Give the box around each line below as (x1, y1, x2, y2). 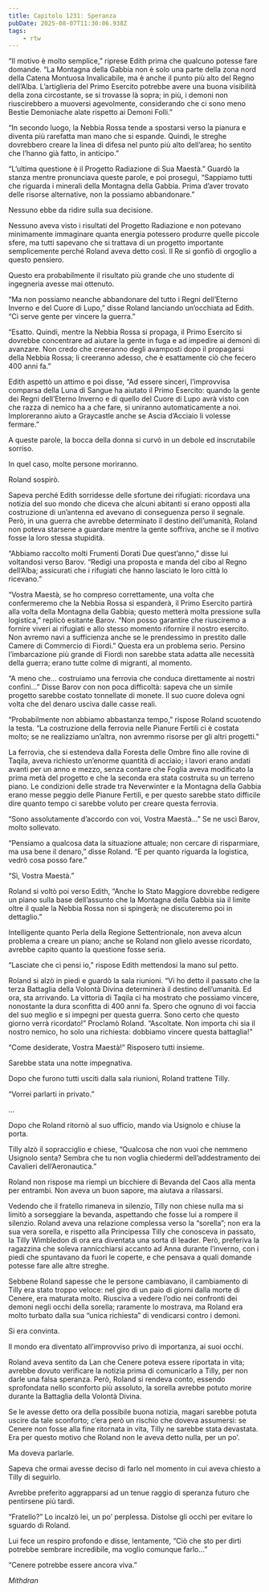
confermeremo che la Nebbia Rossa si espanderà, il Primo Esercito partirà (8, 598, 253, 608)
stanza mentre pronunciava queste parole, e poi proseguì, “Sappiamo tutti (8, 173, 253, 182)
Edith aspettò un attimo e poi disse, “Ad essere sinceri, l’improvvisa (8, 377, 230, 386)
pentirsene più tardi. (8, 1496, 75, 1506)
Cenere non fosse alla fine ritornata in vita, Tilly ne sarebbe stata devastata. (8, 1424, 259, 1434)
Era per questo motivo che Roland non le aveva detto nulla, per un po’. (8, 1433, 240, 1443)
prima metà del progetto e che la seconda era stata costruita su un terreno (8, 773, 255, 783)
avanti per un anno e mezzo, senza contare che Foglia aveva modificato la (8, 765, 254, 774)
